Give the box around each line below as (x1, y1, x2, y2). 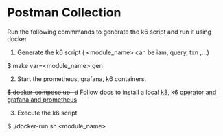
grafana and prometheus (7, 95, 78, 104)
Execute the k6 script (16, 109, 78, 117)
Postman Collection (7, 5, 121, 21)
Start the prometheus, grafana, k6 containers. (16, 74, 146, 83)
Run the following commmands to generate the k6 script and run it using (7, 27, 211, 36)
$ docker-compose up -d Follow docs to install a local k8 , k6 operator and (7, 88, 217, 96)
